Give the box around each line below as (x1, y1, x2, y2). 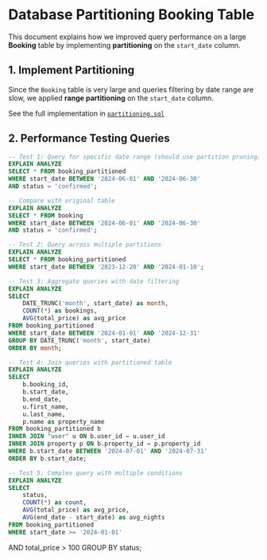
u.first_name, (22, 402, 69, 411)
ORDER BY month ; (8, 344, 62, 352)
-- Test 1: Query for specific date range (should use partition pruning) (8, 153, 261, 161)
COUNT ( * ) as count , (22, 499, 87, 507)
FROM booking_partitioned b (8, 425, 102, 433)
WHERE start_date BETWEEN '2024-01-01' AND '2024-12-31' (8, 329, 201, 337)
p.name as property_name (22, 417, 105, 425)
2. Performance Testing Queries (8, 131, 171, 145)
